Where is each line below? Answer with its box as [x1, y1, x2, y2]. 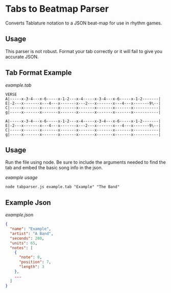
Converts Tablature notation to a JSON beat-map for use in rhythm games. [5, 20, 162, 26]
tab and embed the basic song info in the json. [5, 165, 103, 171]
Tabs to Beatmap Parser [5, 3, 109, 15]
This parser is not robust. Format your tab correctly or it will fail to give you [5, 48, 162, 54]
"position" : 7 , [18, 259, 52, 265]
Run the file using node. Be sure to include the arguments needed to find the [5, 159, 166, 166]
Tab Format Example [5, 68, 72, 77]
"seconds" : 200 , [10, 235, 44, 241]
